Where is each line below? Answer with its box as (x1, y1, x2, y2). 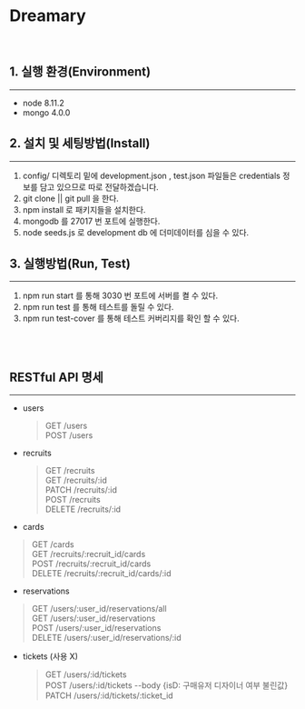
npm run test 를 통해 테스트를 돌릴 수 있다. (22, 302, 174, 313)
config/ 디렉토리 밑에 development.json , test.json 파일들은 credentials (22, 170, 281, 181)
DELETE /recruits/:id (44, 504, 121, 514)
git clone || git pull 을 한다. (22, 193, 120, 204)
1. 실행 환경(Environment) (9, 65, 152, 80)
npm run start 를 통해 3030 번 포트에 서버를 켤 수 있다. (22, 290, 219, 301)
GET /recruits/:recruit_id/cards (31, 549, 146, 560)
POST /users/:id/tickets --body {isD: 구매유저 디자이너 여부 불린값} (44, 680, 289, 691)
